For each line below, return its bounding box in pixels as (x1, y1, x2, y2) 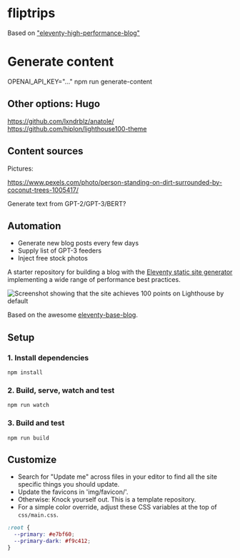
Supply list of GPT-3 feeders (17, 246, 102, 255)
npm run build (7, 434, 50, 442)
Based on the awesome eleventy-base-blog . (7, 310, 138, 319)
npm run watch (7, 402, 50, 409)
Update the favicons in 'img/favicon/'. (17, 487, 129, 497)
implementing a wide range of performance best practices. (7, 275, 181, 284)
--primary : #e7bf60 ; (14, 531, 75, 538)
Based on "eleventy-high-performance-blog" (7, 29, 141, 37)
